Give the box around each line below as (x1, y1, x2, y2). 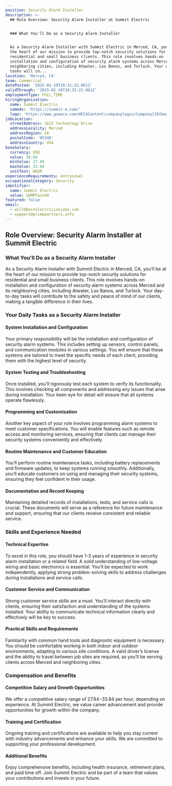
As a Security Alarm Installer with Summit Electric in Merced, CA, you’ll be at (5, 266, 166, 272)
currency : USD (10, 149, 40, 155)
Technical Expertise (5, 541, 49, 547)
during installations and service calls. (5, 574, 83, 581)
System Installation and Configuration (5, 324, 88, 330)
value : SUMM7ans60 (10, 193, 50, 198)
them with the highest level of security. (5, 358, 88, 364)
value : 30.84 (10, 155, 38, 160)
